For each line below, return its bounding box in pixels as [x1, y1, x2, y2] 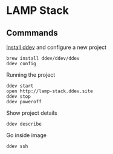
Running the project [6, 71, 56, 79]
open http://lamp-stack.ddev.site [6, 88, 94, 94]
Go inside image [6, 132, 47, 139]
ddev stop [6, 94, 31, 100]
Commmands [6, 28, 59, 38]
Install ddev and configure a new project [6, 43, 107, 51]
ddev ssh [6, 143, 28, 149]
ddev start [6, 83, 34, 89]
